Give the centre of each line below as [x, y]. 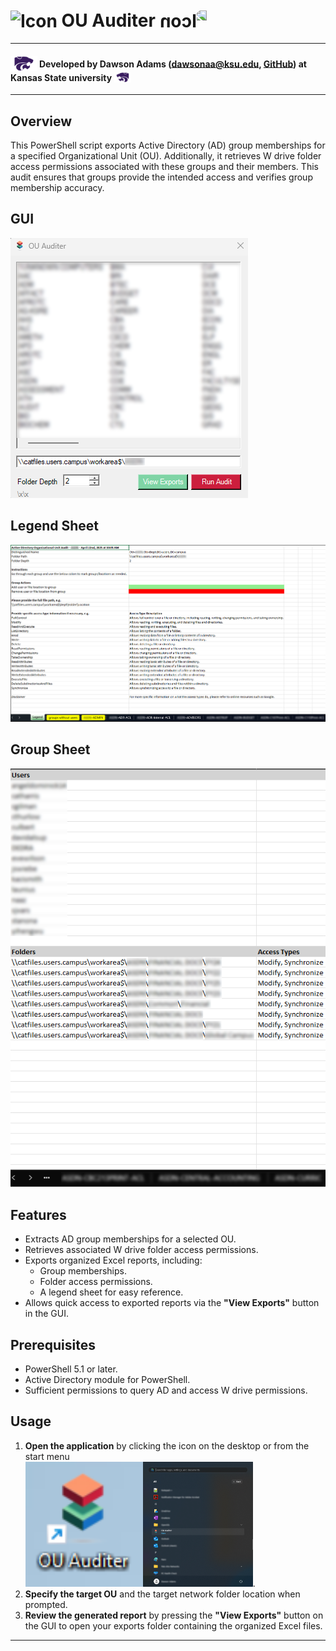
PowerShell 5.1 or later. [71, 1369]
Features [38, 1214]
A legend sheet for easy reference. [111, 1292]
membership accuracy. [57, 187]
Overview [41, 121]
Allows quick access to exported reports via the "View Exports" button [172, 1303]
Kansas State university [61, 77]
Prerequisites [53, 1344]
